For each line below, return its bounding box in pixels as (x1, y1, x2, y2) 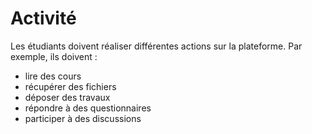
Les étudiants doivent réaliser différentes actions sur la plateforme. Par (10, 40, 303, 52)
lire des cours (24, 70, 82, 82)
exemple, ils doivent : (10, 50, 98, 62)
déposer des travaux (24, 91, 111, 103)
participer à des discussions (24, 112, 142, 124)
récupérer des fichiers (24, 80, 117, 92)
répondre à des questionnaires (24, 102, 152, 114)
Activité (10, 7, 77, 30)
